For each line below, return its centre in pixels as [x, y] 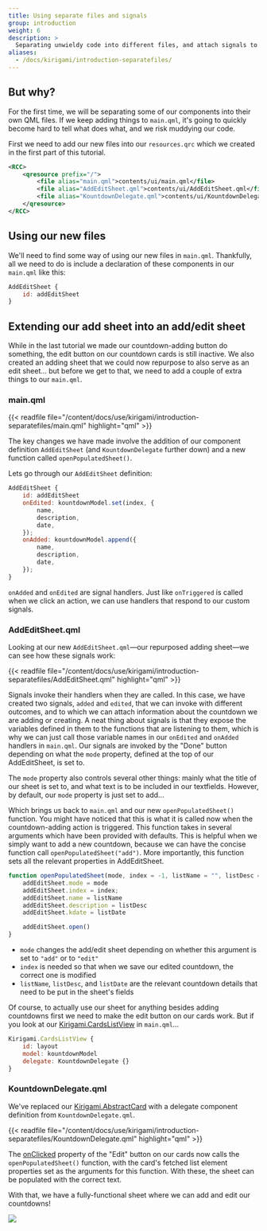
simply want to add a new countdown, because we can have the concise [127, 844]
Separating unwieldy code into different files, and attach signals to [137, 45]
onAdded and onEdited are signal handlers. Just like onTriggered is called [126, 592]
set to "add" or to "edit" [59, 958]
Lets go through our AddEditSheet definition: [80, 474]
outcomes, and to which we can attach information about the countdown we [133, 712]
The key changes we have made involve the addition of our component [124, 441]
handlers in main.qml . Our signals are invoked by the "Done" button [118, 746]
